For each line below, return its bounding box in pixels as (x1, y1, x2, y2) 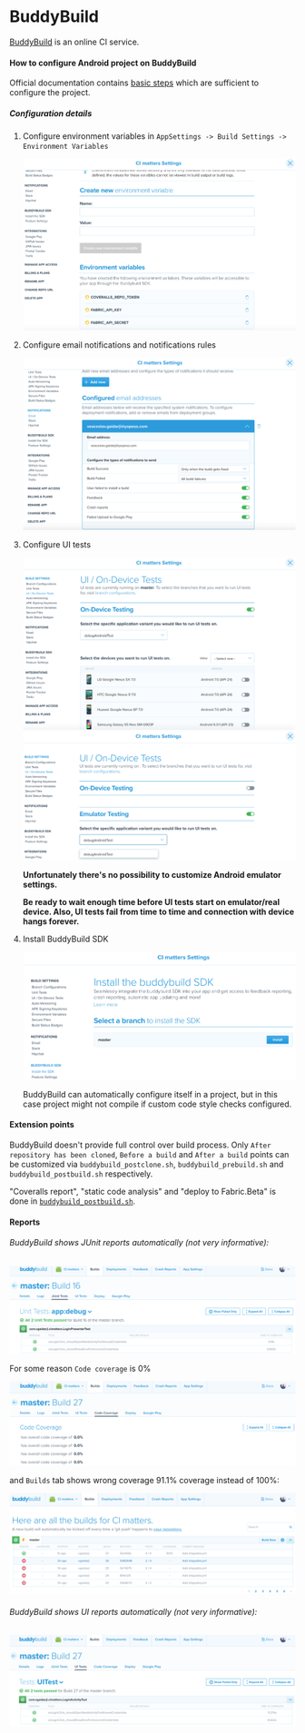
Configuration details (9, 107, 93, 119)
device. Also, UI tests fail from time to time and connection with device (22, 906, 295, 917)
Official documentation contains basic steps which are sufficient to (9, 77, 260, 88)
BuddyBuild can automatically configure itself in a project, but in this (22, 1088, 279, 1099)
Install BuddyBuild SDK (22, 933, 109, 944)
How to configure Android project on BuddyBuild (9, 57, 197, 68)
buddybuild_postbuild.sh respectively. (9, 1168, 153, 1179)
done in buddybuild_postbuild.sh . (9, 1196, 136, 1206)
